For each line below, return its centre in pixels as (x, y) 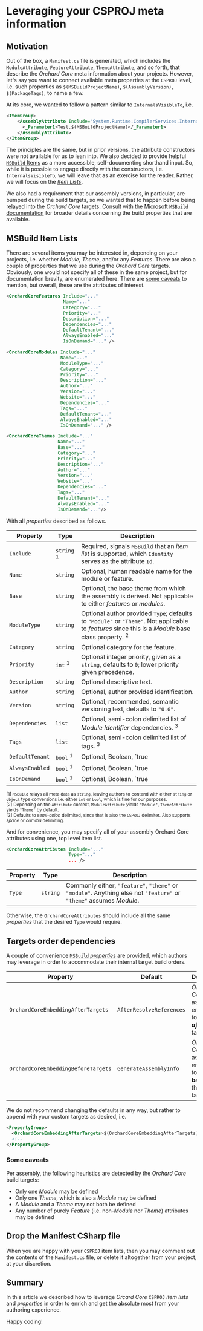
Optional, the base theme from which (134, 588)
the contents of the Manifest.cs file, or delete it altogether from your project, (101, 1257)
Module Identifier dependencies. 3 (130, 727)
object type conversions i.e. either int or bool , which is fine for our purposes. (87, 799)
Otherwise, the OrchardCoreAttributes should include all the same (89, 915)
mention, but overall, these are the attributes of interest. (76, 285)
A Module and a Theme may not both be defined (75, 1204)
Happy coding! (25, 1322)
